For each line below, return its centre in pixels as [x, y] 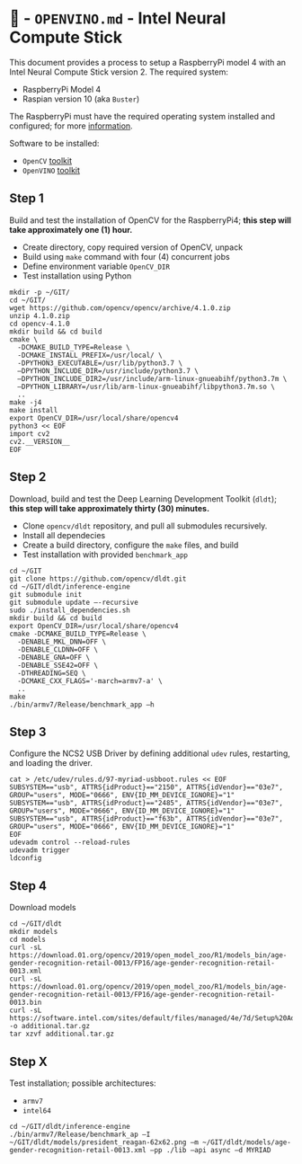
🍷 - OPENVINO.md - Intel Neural [118, 18]
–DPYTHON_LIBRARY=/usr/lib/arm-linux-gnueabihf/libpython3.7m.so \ [147, 387]
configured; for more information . [71, 126]
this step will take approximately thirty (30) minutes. [109, 508]
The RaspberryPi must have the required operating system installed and [142, 116]
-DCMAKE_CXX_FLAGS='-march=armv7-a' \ [90, 681]
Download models [43, 908]
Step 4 [28, 886]
